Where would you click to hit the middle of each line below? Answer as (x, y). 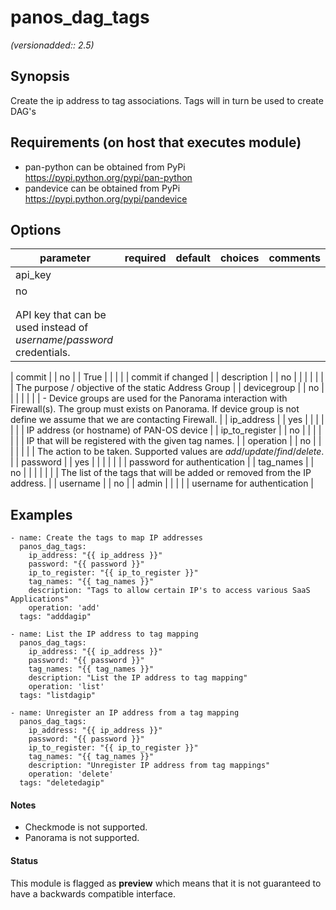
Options (36, 229)
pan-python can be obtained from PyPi (105, 167)
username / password (64, 340)
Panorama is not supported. (82, 838)
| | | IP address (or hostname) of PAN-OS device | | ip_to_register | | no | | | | (166, 430)
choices (239, 258)
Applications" (40, 599)
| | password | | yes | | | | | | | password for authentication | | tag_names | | (162, 462)
